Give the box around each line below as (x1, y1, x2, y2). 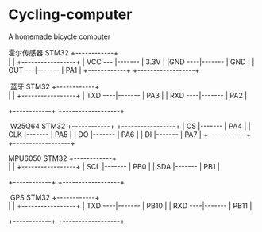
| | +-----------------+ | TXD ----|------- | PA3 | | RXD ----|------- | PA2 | (8, 90, 248, 100)
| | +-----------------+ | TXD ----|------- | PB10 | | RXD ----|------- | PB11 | (8, 200, 252, 211)
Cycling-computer (8, 6, 133, 24)
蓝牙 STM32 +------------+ (10, 82, 100, 91)
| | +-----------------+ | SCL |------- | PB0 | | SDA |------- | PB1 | (8, 162, 220, 171)
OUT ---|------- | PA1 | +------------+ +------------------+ (8, 65, 200, 74)
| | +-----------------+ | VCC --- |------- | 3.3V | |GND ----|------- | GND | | (8, 57, 255, 67)
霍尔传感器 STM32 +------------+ (8, 48, 119, 57)
